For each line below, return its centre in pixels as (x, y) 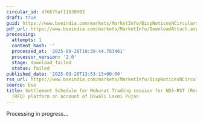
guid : (13, 23)
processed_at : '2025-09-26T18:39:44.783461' (69, 52)
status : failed (31, 68)
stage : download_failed (41, 62)
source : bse (21, 85)
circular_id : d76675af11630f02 (46, 12)
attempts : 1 (27, 40)
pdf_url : (17, 29)
